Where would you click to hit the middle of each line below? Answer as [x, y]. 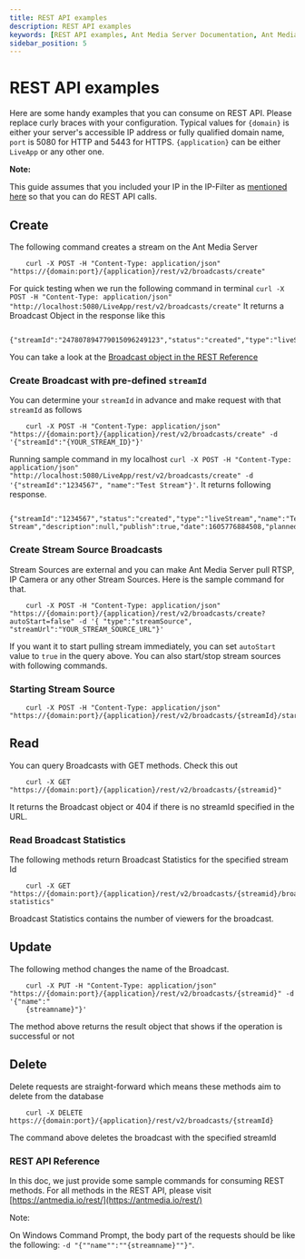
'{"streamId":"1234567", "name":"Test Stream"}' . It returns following [140, 485]
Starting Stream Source [62, 689]
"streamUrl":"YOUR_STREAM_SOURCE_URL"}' [87, 629]
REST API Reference [55, 1161]
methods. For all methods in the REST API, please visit [110, 1190]
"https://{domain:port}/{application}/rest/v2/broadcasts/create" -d [144, 435]
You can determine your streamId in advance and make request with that [145, 400]
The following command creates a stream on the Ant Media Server [134, 247]
